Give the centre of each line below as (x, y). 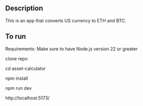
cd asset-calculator (26, 68)
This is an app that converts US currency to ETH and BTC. (66, 20)
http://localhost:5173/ (27, 98)
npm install (17, 78)
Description (24, 8)
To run (16, 37)
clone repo (16, 58)
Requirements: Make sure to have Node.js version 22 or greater (71, 49)
